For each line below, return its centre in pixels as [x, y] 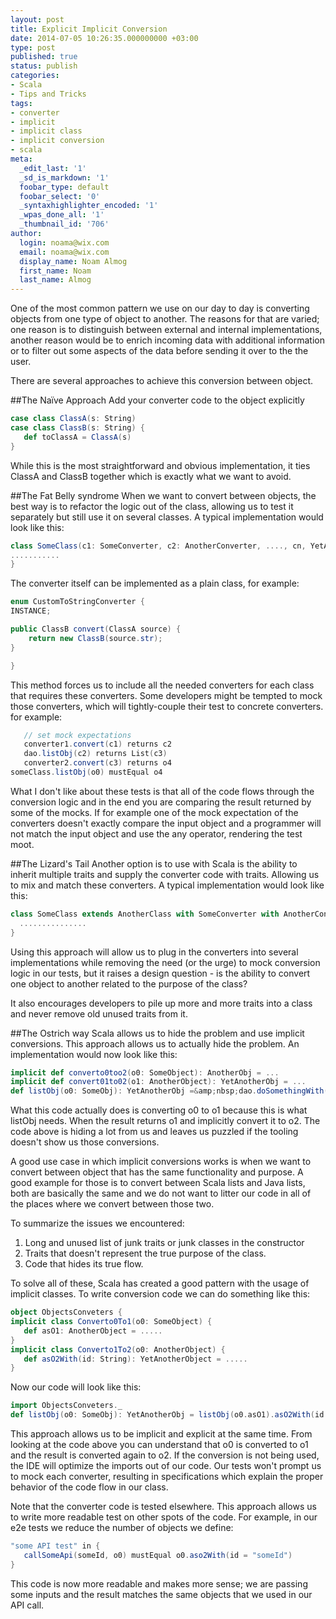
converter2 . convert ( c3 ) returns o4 [97, 763]
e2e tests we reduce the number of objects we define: [122, 1527]
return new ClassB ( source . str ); [95, 638]
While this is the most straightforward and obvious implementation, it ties [160, 465]
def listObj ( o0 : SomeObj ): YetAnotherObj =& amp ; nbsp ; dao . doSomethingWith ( [169, 1091]
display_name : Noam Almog [73, 261]
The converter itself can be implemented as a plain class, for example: [155, 583]
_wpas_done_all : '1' [62, 215]
